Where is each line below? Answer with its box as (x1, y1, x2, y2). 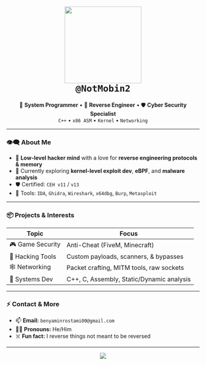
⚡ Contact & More (6, 300, 60, 309)
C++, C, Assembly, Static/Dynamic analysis (66, 275, 191, 283)
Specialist (90, 110, 116, 117)
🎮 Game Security (9, 240, 61, 248)
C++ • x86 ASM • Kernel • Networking (58, 117, 148, 124)
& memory (15, 161, 43, 168)
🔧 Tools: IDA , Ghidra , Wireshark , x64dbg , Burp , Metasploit (15, 190, 158, 197)
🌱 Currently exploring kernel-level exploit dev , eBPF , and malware (15, 167, 185, 175)
